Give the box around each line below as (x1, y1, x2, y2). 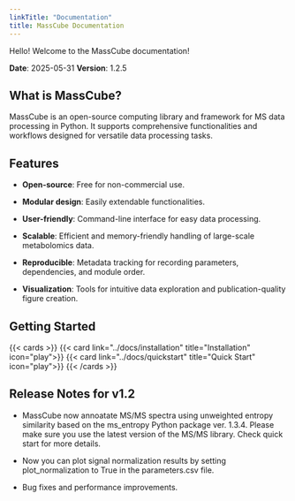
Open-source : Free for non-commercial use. (21, 179, 185, 190)
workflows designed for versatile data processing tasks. (9, 130, 214, 141)
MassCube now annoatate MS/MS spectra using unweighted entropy (21, 410, 274, 421)
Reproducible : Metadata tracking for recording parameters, (21, 257, 239, 268)
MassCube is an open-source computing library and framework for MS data (9, 111, 285, 122)
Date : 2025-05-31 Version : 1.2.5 (9, 63, 127, 73)
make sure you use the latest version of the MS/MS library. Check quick (21, 429, 284, 439)
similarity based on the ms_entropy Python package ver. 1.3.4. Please (21, 419, 275, 429)
